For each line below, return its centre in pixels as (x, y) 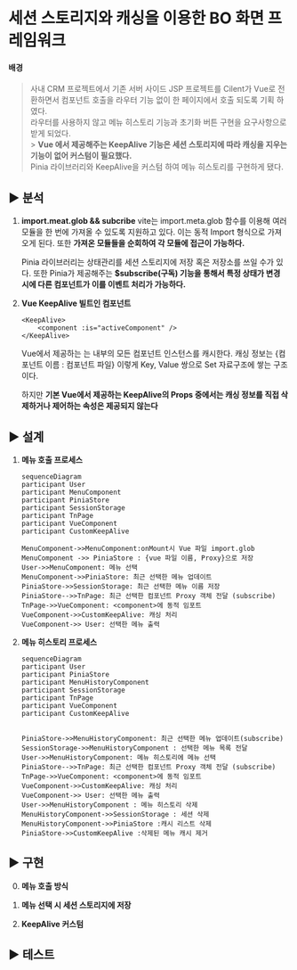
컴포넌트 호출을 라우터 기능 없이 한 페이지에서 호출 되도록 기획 (168, 100)
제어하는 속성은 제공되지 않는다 (105, 406)
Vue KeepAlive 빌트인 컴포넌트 (76, 303)
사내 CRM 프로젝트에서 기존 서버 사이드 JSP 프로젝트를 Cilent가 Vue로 (153, 89)
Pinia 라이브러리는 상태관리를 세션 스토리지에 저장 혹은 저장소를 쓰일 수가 (148, 262)
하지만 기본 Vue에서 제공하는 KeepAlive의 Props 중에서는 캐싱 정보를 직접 (150, 395)
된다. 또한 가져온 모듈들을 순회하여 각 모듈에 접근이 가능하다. (141, 243)
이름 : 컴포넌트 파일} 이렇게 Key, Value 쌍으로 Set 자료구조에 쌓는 (158, 365)
